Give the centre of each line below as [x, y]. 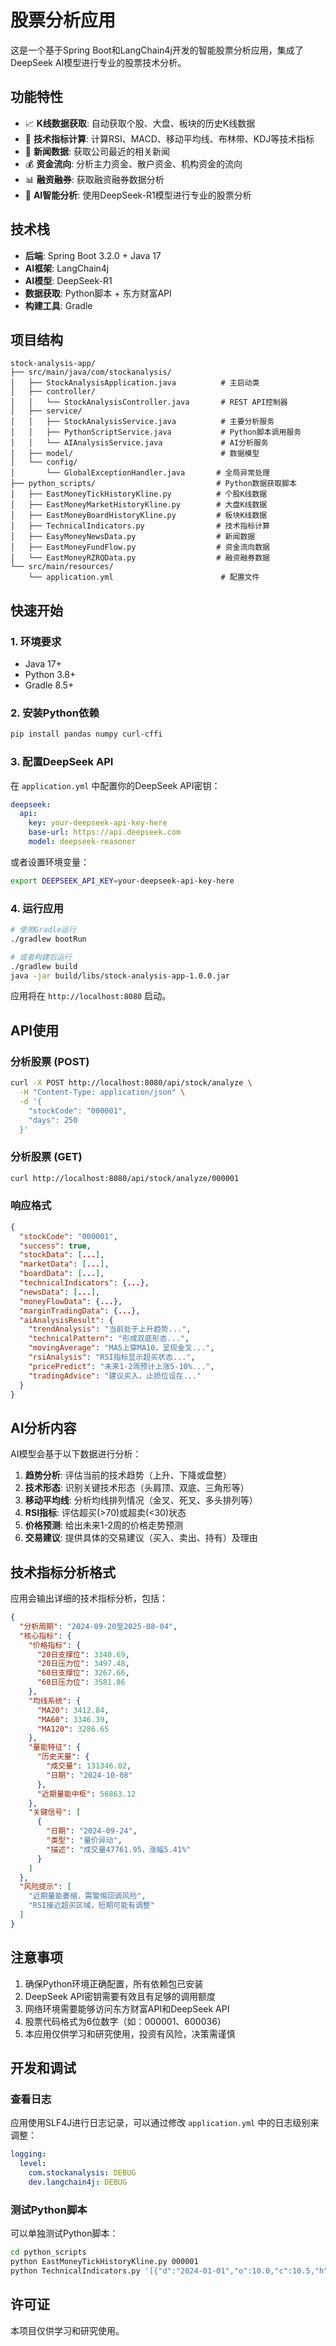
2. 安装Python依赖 [55, 713]
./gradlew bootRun [48, 939]
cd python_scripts [48, 2252]
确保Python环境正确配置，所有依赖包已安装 [114, 1983]
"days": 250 [53, 1120]
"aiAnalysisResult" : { [66, 1320]
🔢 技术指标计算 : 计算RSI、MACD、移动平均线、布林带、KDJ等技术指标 [169, 138]
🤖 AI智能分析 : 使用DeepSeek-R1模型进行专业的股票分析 [138, 195]
